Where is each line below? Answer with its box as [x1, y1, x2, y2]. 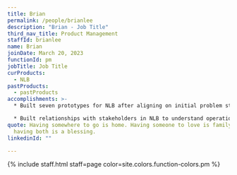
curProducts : [7, 69, 46, 76]
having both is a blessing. [13, 128, 97, 135]
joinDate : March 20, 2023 [7, 50, 83, 57]
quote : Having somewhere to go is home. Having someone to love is [7, 121, 210, 128]
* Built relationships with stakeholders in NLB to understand [13, 115, 203, 122]
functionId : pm [7, 56, 52, 64]
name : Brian [7, 43, 42, 50]
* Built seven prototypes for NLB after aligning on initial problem [13, 102, 222, 109]
